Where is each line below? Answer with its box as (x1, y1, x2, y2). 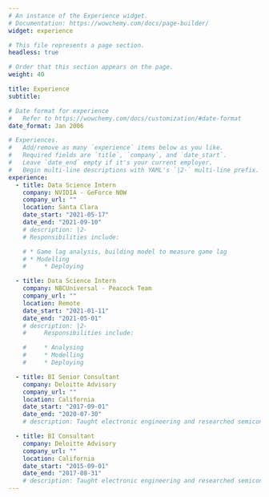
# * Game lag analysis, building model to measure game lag (22, 248, 227, 256)
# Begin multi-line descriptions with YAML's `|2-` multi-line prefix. (8, 166, 260, 174)
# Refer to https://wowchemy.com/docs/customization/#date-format (8, 114, 242, 123)
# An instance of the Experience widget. (8, 11, 149, 20)
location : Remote (22, 299, 81, 307)
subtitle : (8, 92, 42, 100)
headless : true (8, 49, 59, 57)
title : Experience (8, 85, 70, 93)
